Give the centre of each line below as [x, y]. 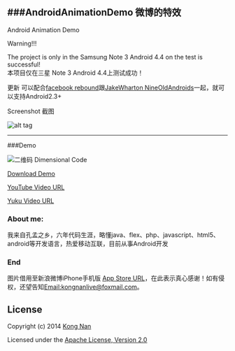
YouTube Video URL [36, 187]
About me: [26, 219]
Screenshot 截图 [31, 111]
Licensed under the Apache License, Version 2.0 [77, 340]
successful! [24, 64]
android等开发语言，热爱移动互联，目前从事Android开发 [88, 244]
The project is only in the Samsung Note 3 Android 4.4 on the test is [105, 57]
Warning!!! [22, 43]
